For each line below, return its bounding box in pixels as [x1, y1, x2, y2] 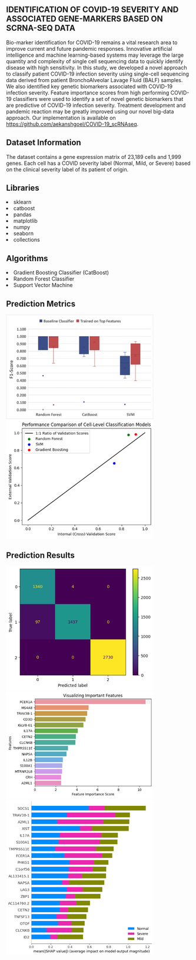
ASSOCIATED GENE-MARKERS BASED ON [6, 14, 163, 24]
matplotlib [14, 217, 38, 224]
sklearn [14, 198, 32, 206]
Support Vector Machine [14, 282, 73, 289]
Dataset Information [6, 138, 81, 148]
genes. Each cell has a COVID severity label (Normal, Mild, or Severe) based [6, 160, 191, 167]
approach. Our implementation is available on [6, 114, 116, 121]
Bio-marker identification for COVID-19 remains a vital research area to [6, 38, 178, 46]
